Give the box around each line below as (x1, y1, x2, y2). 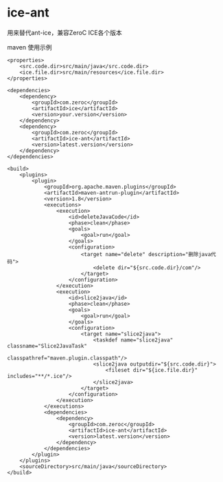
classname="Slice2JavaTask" (7, 342, 88, 349)
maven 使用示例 (7, 43, 52, 51)
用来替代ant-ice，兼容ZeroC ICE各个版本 (7, 28, 122, 36)
